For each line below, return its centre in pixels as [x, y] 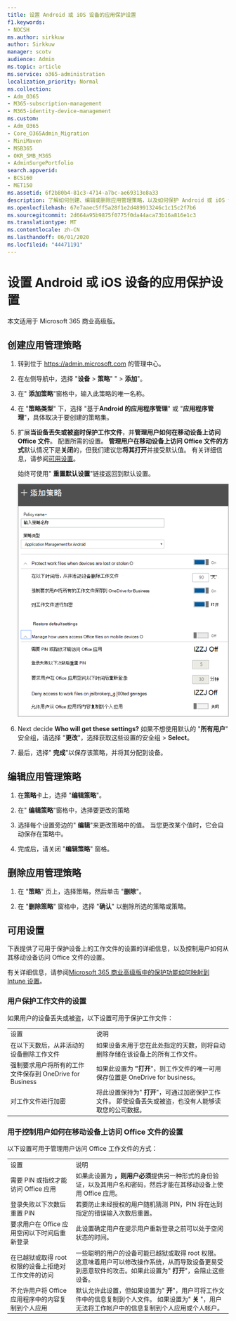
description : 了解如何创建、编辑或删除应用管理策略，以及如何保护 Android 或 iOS [116, 200]
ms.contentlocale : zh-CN [44, 230]
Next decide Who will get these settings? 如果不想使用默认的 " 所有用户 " [123, 728]
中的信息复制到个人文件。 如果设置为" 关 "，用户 [152, 1299]
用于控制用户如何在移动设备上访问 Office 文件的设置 [96, 1132]
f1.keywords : [26, 22]
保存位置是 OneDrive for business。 [147, 1077]
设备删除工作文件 [35, 1054]
